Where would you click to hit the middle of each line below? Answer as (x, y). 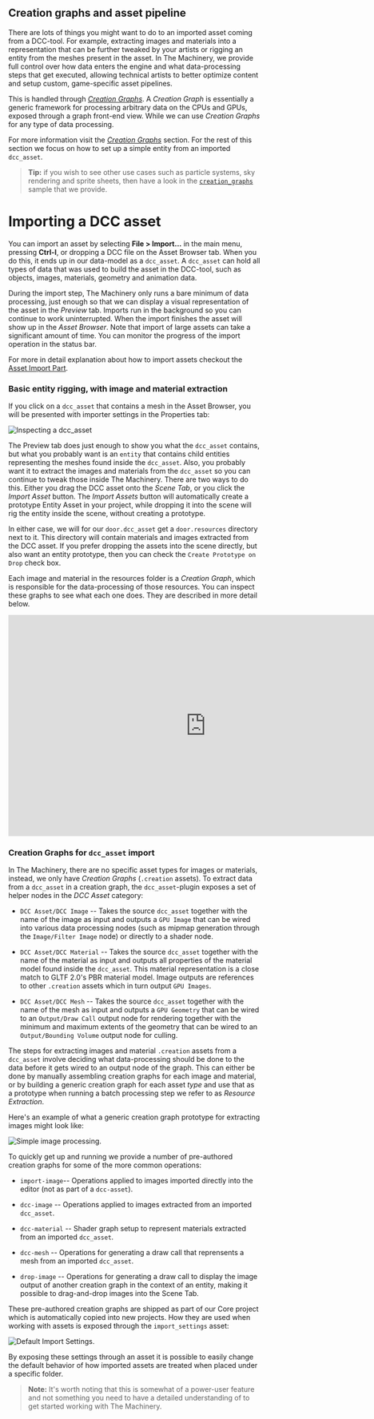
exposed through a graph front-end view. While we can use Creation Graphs (134, 116)
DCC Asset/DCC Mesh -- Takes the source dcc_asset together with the (132, 1001)
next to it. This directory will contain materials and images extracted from (129, 538)
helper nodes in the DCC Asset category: (76, 896)
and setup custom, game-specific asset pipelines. (91, 83)
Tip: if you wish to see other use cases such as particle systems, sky (141, 172)
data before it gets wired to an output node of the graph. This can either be (132, 1068)
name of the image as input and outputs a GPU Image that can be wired (135, 920)
